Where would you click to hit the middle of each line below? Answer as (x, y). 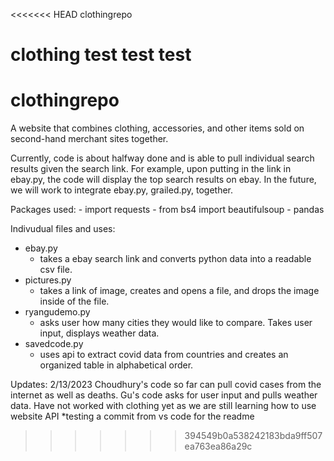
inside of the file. (74, 301)
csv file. (56, 270)
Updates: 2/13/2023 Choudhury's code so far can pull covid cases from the (166, 385)
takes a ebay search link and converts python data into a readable (175, 259)
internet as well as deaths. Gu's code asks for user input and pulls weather (164, 395)
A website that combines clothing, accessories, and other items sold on (157, 128)
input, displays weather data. (99, 333)
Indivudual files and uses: (63, 229)
